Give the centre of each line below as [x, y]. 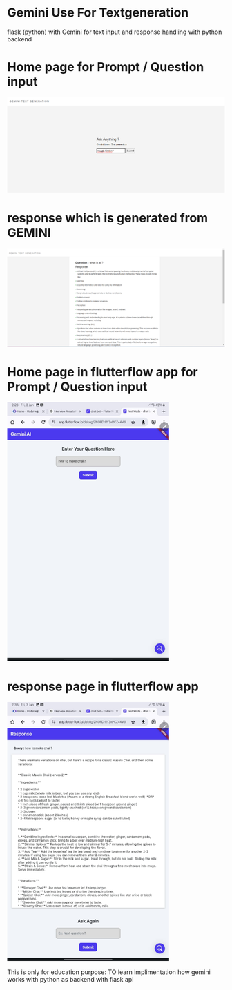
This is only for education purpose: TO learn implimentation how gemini [109, 972]
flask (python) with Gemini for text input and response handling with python [115, 32]
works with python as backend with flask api [70, 979]
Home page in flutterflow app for [103, 372]
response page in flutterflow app [103, 687]
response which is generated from [108, 218]
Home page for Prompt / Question [106, 67]
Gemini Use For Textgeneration [98, 13]
